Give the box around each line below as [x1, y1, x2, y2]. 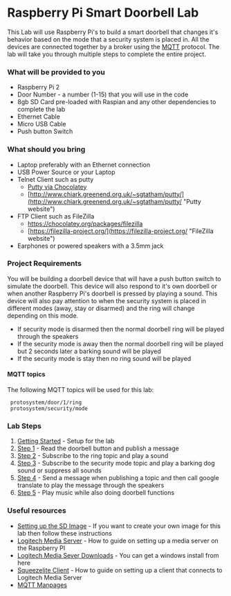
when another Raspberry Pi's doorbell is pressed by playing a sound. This [7, 289, 218, 298]
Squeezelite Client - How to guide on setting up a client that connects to [17, 565, 223, 574]
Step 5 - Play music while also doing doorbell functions [17, 488, 175, 497]
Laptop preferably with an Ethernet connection [17, 160, 151, 169]
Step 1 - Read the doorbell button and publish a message [17, 444, 180, 452]
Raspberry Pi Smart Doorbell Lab [7, 5, 199, 21]
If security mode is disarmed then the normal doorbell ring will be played [17, 325, 225, 333]
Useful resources [7, 506, 67, 516]
